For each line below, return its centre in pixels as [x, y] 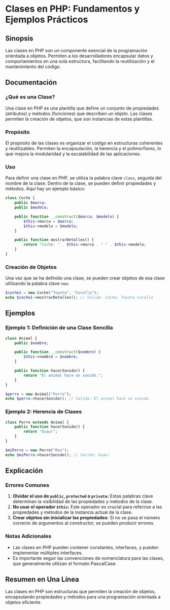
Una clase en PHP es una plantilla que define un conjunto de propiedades [82, 108]
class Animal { [21, 338]
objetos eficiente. [23, 602]
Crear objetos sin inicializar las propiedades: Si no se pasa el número [86, 518]
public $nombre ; [32, 343]
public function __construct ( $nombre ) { [58, 352]
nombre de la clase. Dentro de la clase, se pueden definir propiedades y [81, 184]
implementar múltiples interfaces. [47, 553]
